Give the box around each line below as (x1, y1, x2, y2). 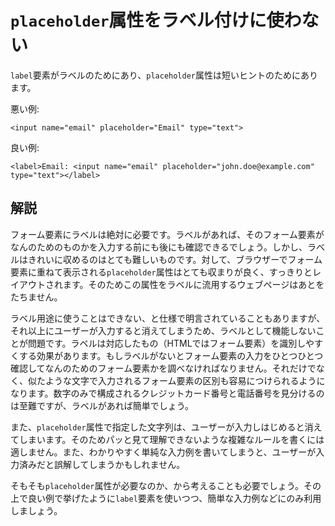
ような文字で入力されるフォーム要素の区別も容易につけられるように (44, 374, 326, 386)
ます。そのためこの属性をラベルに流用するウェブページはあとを (62, 278, 325, 290)
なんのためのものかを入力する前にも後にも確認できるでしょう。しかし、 (10, 241, 308, 253)
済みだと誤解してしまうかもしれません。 (18, 458, 186, 470)
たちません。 (10, 291, 63, 303)
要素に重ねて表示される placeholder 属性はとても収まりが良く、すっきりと (10, 266, 313, 278)
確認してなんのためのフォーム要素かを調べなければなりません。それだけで (10, 362, 317, 374)
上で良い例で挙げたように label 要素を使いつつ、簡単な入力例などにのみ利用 (10, 492, 322, 504)
